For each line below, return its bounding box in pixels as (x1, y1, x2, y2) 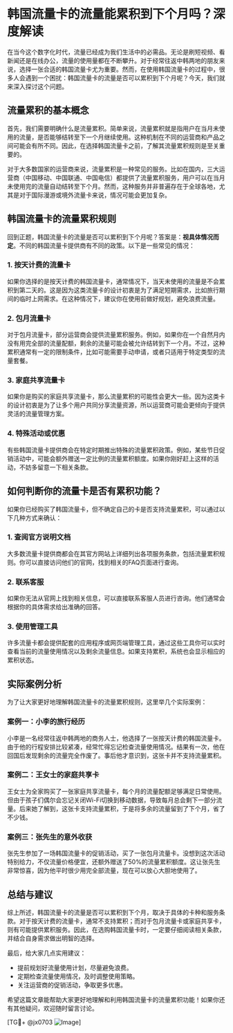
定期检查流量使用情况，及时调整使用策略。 (17, 972, 139, 980)
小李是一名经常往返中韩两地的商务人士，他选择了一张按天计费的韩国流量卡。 (7, 734, 225, 742)
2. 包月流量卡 (7, 313, 51, 323)
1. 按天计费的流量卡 (7, 260, 71, 270)
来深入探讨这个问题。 (7, 82, 68, 91)
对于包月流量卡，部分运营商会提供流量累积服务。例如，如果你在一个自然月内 (7, 331, 225, 339)
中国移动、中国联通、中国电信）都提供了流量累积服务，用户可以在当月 (25, 174, 225, 182)
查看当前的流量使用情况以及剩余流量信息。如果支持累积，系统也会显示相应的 (7, 647, 225, 655)
